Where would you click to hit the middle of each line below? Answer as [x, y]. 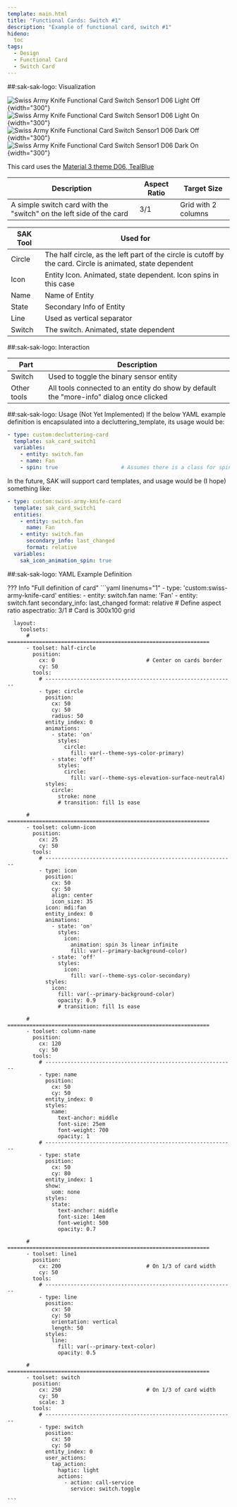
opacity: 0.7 [77, 1229]
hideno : [19, 34]
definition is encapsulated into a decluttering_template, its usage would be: [116, 422]
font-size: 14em [81, 1217]
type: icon [61, 870]
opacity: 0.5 [77, 1353]
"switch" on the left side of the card [69, 213]
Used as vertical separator [89, 318]
